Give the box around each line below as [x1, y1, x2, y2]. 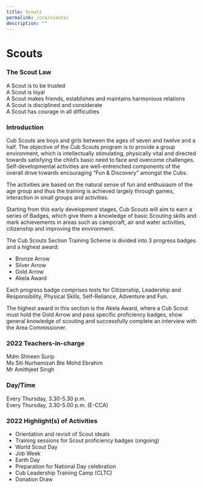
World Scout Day [15, 444, 58, 451]
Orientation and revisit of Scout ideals [15, 430, 110, 438]
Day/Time [6, 381, 36, 389]
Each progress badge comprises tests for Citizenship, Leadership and [6, 287, 181, 294]
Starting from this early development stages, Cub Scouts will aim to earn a [6, 206, 193, 213]
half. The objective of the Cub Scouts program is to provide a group [6, 144, 176, 151]
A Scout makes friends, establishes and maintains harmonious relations [6, 95, 185, 102]
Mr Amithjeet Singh [6, 366, 55, 373]
